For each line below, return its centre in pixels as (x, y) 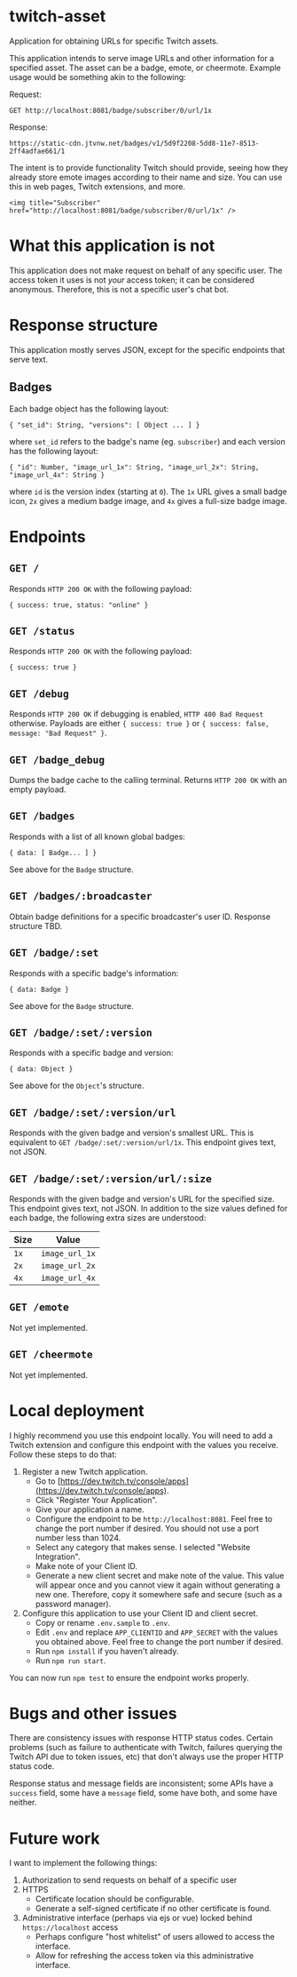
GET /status (42, 631)
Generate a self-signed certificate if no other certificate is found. (153, 1909)
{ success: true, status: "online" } (79, 605)
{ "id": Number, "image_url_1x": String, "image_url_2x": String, (134, 467)
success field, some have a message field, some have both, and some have (143, 1793)
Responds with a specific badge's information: (94, 973)
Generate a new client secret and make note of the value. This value (160, 1575)
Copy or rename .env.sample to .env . (102, 1622)
